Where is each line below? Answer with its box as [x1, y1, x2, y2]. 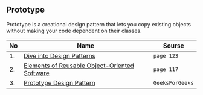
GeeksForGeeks [153, 79, 194, 86]
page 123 [153, 52, 179, 59]
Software [24, 69, 50, 77]
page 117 [153, 66, 179, 73]
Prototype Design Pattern [24, 78, 95, 87]
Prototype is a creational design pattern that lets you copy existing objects [6, 20, 192, 28]
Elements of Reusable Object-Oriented [24, 61, 135, 70]
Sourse [163, 41, 184, 50]
